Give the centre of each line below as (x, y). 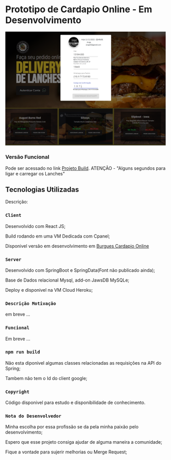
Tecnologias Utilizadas (42, 189)
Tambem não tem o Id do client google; (46, 378)
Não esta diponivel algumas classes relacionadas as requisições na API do (83, 363)
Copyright (17, 392)
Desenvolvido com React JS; (35, 226)
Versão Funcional (27, 157)
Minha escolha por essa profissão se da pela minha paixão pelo (72, 427)
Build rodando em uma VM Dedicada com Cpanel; (58, 236)
